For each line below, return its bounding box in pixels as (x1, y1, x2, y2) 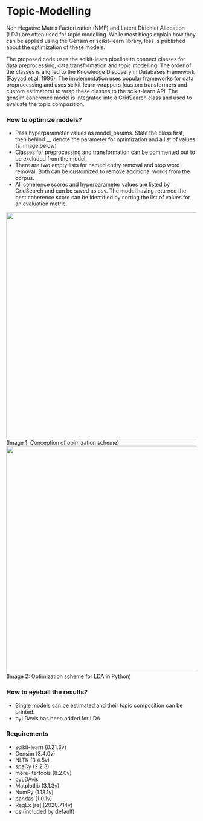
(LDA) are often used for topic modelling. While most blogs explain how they (6, 30, 196, 38)
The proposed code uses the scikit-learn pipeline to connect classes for (6, 55, 185, 62)
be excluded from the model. (14, 155, 88, 162)
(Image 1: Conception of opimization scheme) (6, 439, 120, 447)
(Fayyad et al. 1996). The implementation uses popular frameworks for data (6, 75, 194, 82)
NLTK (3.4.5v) (14, 756, 50, 763)
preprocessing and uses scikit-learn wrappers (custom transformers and (6, 81, 187, 88)
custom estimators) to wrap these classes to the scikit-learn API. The (6, 87, 178, 95)
